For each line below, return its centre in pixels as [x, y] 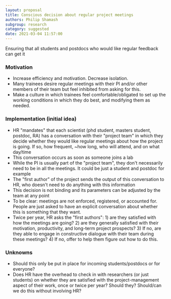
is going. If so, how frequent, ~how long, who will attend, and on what [86, 146]
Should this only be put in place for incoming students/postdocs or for [86, 263]
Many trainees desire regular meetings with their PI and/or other [80, 84]
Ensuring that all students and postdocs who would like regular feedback [82, 48]
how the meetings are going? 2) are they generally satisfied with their [86, 223]
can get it [15, 54]
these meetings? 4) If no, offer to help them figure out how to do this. [85, 239]
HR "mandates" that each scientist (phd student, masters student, [82, 130]
